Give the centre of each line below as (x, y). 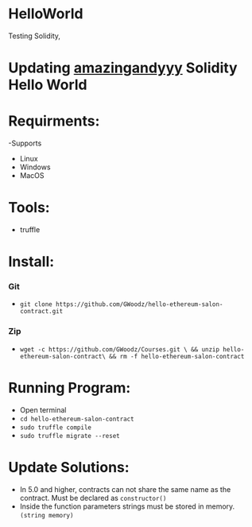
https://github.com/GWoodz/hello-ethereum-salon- (139, 304)
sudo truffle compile (55, 427)
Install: (31, 262)
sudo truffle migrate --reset (70, 436)
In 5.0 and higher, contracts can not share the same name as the (125, 489)
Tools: (29, 208)
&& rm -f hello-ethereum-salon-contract (176, 356)
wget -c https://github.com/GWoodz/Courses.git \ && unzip (120, 349)
